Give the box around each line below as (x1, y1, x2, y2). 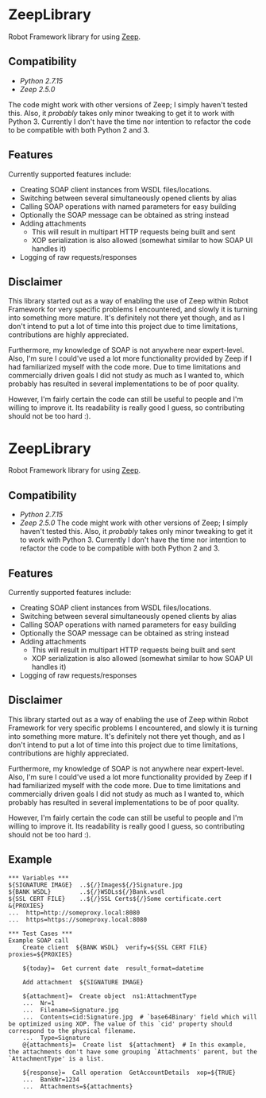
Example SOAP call (8, 936, 69, 945)
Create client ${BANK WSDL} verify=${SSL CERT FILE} (22, 943, 208, 951)
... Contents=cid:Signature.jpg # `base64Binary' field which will (22, 1013, 258, 1021)
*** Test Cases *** (8, 930, 73, 938)
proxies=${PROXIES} (8, 950, 73, 958)
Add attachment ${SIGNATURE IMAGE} (22, 978, 145, 986)
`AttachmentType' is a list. (8, 1054, 105, 1062)
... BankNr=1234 (22, 1075, 80, 1084)
